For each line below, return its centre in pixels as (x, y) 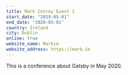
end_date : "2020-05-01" (35, 22)
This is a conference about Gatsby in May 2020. (64, 66)
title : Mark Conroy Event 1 (41, 11)
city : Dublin (22, 33)
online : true (22, 38)
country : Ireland (27, 28)
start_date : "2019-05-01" (38, 17)
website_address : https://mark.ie (48, 49)
